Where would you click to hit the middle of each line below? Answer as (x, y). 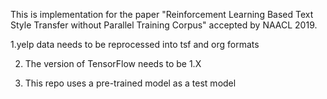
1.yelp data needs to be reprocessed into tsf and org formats (135, 44)
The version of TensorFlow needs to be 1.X (113, 63)
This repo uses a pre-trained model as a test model (130, 83)
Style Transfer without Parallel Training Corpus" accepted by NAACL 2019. (164, 25)
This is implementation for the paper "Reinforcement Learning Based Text (162, 14)
